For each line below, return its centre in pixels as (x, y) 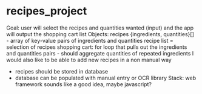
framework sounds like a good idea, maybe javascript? (83, 84)
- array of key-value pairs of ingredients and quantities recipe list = (90, 40)
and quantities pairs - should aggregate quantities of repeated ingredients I (100, 53)
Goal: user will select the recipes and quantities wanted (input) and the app (100, 28)
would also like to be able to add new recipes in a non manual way (89, 60)
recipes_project (47, 11)
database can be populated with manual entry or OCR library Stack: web (106, 78)
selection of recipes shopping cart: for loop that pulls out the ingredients (97, 47)
